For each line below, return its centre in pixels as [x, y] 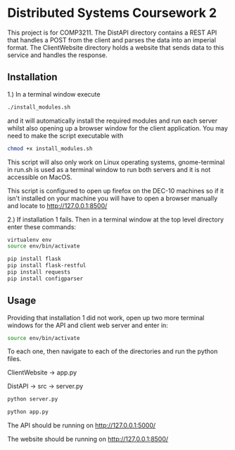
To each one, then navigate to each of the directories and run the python [113, 351]
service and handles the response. [57, 55]
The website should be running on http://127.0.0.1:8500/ [88, 439]
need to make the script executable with [65, 135]
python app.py [28, 412]
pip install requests [39, 272]
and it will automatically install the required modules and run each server [113, 121]
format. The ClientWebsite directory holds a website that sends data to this [116, 47]
